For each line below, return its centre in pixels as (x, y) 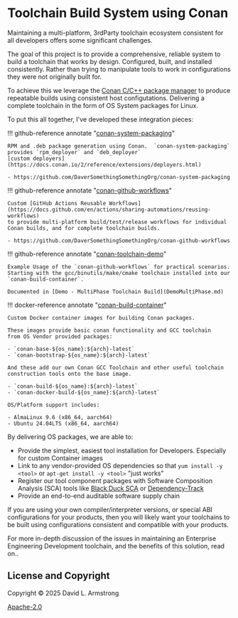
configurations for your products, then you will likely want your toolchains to (119, 517)
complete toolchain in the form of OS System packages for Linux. (103, 105)
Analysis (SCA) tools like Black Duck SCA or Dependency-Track (110, 488)
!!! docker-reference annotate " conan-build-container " (87, 305)
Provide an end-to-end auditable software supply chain (98, 496)
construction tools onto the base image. (70, 374)
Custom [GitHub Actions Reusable (57, 203)
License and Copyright (59, 576)
